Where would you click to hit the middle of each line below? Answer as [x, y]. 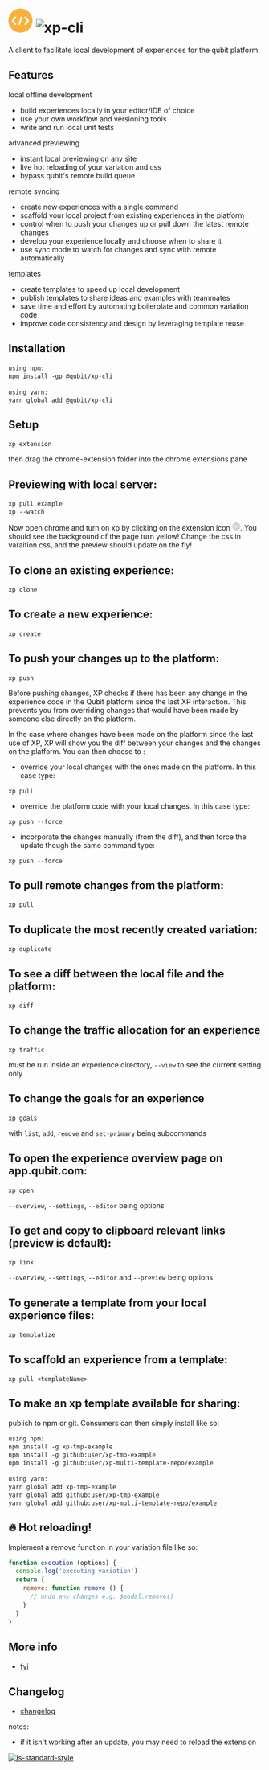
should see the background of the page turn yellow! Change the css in [124, 537]
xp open [21, 1190]
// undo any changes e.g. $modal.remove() [102, 1597]
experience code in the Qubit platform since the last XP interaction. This [127, 701]
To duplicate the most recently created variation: [133, 930]
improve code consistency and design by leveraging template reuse [132, 323]
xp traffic [26, 1050]
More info [33, 1647]
